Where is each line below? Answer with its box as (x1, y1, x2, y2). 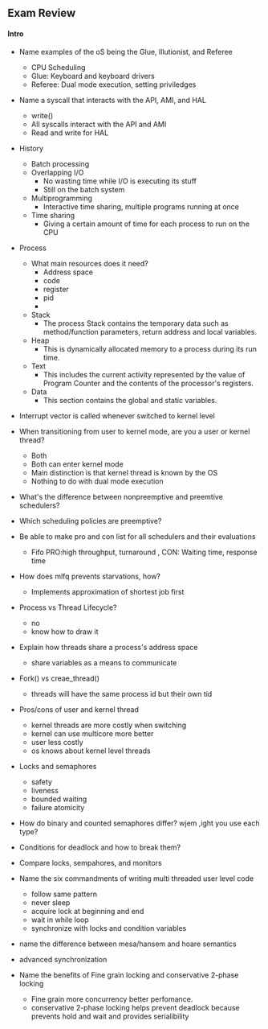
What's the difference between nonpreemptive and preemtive (18, 492, 224, 501)
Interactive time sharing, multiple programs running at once (43, 201, 240, 212)
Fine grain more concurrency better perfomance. (30, 994, 193, 1004)
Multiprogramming (30, 193, 93, 203)
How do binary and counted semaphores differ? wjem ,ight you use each (18, 818, 260, 828)
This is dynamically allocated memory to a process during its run (43, 344, 258, 353)
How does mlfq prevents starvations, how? (18, 571, 161, 581)
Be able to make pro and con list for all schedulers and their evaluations (18, 531, 256, 541)
